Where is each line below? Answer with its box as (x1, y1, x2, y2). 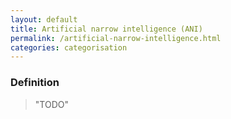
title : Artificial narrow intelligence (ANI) (10, 24, 203, 34)
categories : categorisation (10, 42, 128, 53)
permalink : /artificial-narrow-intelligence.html (10, 33, 222, 43)
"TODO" (34, 98, 69, 110)
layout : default (10, 14, 78, 25)
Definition (10, 76, 60, 90)
